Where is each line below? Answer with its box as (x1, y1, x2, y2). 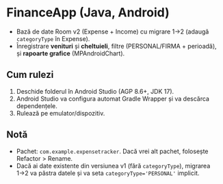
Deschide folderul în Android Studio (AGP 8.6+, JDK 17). (16, 87, 174, 95)
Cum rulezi (6, 69, 54, 81)
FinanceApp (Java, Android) (6, 5, 170, 21)
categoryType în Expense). (16, 34, 90, 42)
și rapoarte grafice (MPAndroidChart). (16, 49, 125, 57)
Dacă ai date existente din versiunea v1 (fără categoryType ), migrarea (16, 161, 211, 170)
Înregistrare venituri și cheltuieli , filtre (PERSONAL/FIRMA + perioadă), (16, 42, 217, 50)
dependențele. (16, 101, 57, 110)
